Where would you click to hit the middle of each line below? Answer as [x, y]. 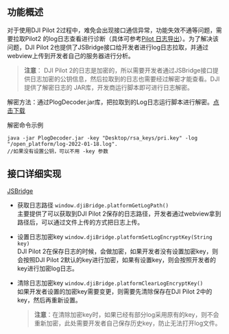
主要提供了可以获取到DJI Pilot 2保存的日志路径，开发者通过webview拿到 [119, 214]
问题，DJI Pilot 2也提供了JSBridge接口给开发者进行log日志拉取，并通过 [108, 47]
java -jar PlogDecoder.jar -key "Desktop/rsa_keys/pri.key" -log [102, 138]
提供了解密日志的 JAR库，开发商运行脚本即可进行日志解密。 [109, 87]
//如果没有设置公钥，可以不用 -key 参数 [58, 151]
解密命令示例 [25, 125]
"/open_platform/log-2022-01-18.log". [62, 144]
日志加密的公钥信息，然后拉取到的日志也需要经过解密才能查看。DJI [125, 79]
